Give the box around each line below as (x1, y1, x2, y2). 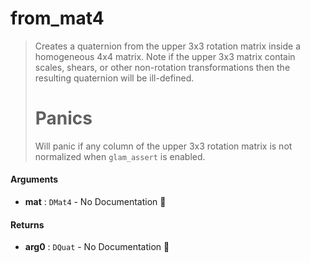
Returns (10, 218, 45, 231)
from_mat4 (10, 7, 105, 30)
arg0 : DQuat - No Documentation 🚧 (24, 241, 170, 253)
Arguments (10, 173, 59, 186)
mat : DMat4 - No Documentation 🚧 (24, 196, 167, 208)
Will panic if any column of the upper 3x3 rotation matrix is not (34, 140, 293, 152)
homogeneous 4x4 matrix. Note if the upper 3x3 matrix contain (34, 50, 296, 62)
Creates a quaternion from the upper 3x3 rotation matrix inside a (34, 40, 302, 52)
